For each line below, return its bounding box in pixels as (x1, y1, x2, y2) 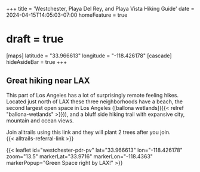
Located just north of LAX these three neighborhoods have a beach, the (6, 98, 183, 105)
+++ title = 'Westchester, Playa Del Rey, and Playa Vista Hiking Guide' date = (6, 5, 195, 12)
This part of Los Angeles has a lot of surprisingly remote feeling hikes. (6, 91, 179, 99)
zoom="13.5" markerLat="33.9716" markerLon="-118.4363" (6, 152, 153, 160)
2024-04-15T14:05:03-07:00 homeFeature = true (6, 11, 128, 19)
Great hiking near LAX (6, 76, 90, 86)
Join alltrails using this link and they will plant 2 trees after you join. (6, 128, 171, 136)
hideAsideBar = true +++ (6, 58, 67, 65)
